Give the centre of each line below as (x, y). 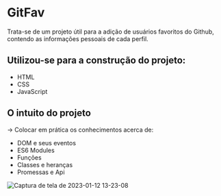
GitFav (26, 13)
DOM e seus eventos (47, 143)
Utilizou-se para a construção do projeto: (96, 61)
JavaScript (32, 91)
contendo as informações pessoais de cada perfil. (78, 38)
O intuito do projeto (49, 113)
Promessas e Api (41, 172)
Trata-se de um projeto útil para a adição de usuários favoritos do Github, (110, 32)
